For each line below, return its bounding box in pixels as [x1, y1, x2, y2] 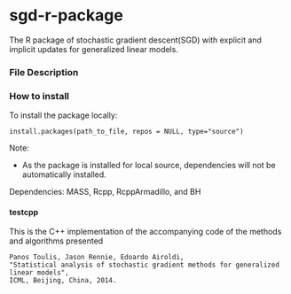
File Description [9, 66, 79, 78]
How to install [9, 89, 69, 102]
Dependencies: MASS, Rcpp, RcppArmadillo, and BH [9, 187, 201, 197]
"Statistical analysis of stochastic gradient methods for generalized [9, 260, 279, 270]
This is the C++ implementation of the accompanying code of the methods [9, 227, 282, 237]
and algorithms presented [9, 236, 104, 246]
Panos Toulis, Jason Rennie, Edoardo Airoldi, [9, 253, 185, 262]
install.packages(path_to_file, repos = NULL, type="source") [9, 128, 244, 136]
